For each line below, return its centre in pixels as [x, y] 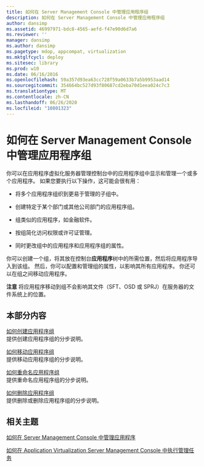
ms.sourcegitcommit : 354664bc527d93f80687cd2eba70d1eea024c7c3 [88, 86]
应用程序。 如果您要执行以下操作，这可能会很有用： [76, 181]
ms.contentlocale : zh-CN [38, 97]
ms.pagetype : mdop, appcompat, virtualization [66, 52]
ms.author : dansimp [31, 46]
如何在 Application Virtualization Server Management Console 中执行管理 [98, 451]
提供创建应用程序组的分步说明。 [46, 339]
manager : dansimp [28, 40]
